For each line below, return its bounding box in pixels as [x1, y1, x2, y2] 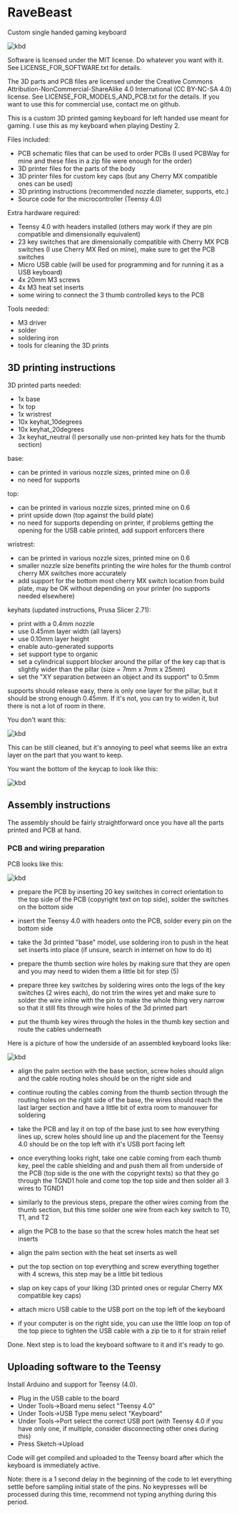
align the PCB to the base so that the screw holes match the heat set [17, 1226, 220, 1235]
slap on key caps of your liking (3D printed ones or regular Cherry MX [17, 1284, 223, 1292]
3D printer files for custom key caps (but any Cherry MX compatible [17, 172, 218, 180]
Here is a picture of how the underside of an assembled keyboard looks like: [7, 1038, 231, 1047]
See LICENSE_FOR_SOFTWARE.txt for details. [7, 63, 142, 71]
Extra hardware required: [7, 208, 81, 217]
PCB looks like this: [7, 859, 64, 868]
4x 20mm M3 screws [17, 275, 81, 284]
